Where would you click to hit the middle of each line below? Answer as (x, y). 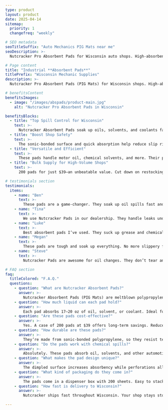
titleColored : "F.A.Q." (34, 279)
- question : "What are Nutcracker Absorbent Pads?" (69, 288)
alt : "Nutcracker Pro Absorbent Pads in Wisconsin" (69, 107)
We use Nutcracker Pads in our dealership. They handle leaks (89, 218)
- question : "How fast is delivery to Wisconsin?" (68, 386)
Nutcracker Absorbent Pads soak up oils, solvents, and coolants (88, 130)
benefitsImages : (22, 98)
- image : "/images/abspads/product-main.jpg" (58, 102)
